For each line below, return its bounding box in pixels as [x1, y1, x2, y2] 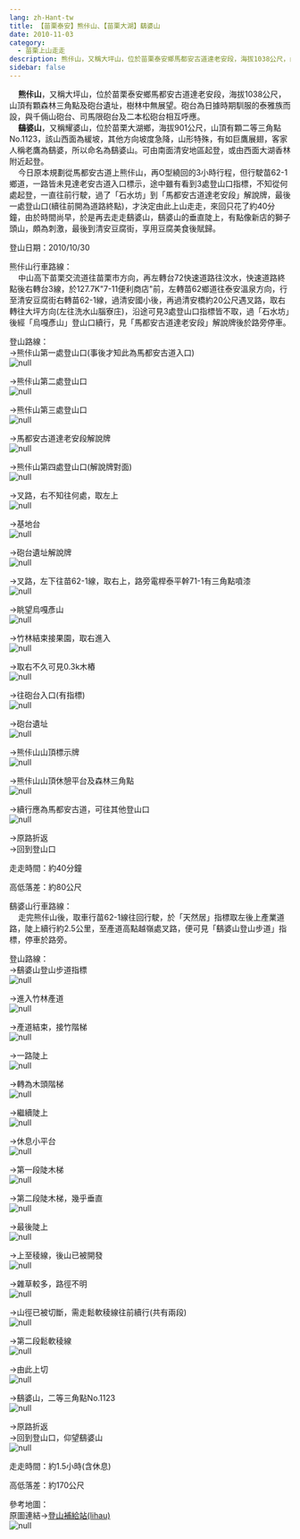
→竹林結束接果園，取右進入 [9, 632, 112, 643]
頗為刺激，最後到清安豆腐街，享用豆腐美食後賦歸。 [32, 223, 221, 234]
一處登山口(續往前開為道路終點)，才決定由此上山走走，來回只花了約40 [9, 201, 268, 211]
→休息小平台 [9, 1135, 56, 1146]
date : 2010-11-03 [9, 30, 74, 38]
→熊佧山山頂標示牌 [9, 747, 80, 757]
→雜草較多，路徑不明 [9, 1278, 87, 1289]
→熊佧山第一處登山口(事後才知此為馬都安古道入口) [9, 346, 195, 358]
